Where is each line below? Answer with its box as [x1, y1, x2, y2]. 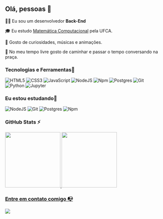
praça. [5, 54, 18, 60]
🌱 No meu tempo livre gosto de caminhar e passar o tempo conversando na [5, 49, 158, 55]
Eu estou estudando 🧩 [5, 95, 57, 102]
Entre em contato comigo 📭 [5, 195, 73, 202]
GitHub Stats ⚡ [5, 119, 41, 125]
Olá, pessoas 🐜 [5, 5, 52, 13]
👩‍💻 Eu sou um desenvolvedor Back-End [5, 18, 86, 24]
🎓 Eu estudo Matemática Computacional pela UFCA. [5, 28, 113, 33]
